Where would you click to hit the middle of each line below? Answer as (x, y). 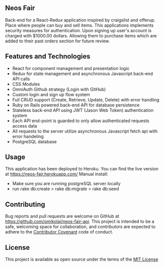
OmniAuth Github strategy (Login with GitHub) (59, 89)
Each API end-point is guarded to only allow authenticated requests (81, 121)
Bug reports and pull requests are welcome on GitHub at (62, 216)
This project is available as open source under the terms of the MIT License (82, 259)
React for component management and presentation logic (71, 68)
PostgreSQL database (34, 141)
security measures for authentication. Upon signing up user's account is (78, 30)
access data (25, 126)
